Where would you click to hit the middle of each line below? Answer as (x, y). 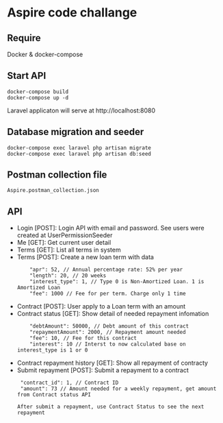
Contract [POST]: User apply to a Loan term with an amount (101, 306)
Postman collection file (57, 175)
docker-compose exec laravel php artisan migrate (79, 148)
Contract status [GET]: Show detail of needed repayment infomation (113, 314)
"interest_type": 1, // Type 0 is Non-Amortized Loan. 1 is (117, 282)
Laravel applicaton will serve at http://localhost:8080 (81, 110)
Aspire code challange (72, 13)
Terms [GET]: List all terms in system (69, 250)
